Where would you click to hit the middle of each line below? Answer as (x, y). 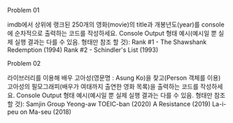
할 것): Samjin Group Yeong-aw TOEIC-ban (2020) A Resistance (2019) (109, 104)
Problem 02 (24, 63)
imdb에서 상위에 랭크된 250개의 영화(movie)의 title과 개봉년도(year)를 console (116, 24)
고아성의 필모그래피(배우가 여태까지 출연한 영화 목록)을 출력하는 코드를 (103, 86)
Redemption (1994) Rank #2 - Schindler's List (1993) (83, 50)
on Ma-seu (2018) (46, 112)
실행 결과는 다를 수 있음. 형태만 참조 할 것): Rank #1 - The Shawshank (111, 42)
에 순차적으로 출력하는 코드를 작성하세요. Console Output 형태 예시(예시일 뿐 (112, 33)
